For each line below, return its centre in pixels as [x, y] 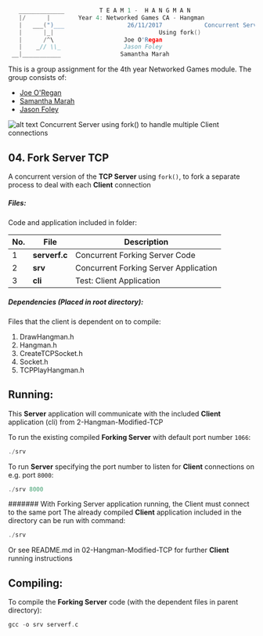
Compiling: [36, 583]
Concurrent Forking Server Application [146, 267]
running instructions [40, 558]
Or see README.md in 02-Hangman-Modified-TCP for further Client [119, 550]
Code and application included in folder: [73, 222]
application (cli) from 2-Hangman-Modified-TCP [86, 422]
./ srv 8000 [26, 489]
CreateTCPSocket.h [51, 353]
